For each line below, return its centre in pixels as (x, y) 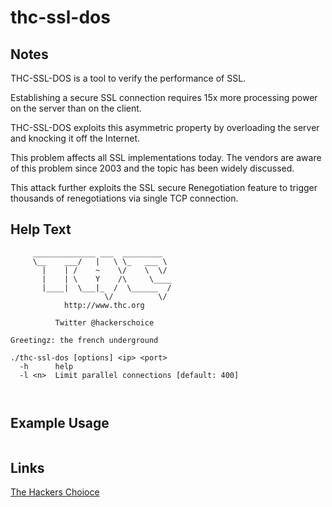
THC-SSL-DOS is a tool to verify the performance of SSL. (128, 78)
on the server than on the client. (76, 108)
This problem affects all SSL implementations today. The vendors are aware (166, 157)
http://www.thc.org (104, 305)
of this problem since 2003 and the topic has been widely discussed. (152, 168)
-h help (46, 366)
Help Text (41, 229)
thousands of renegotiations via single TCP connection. (124, 198)
